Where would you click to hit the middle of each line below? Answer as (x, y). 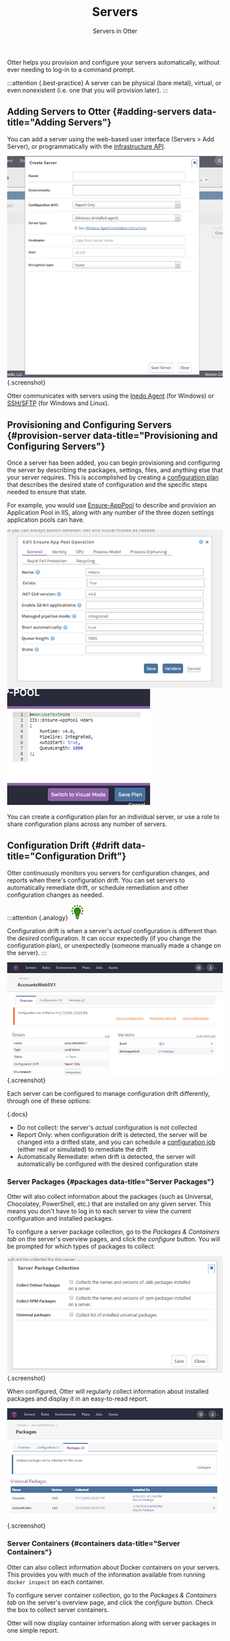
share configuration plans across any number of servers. (87, 824)
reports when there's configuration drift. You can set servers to (96, 880)
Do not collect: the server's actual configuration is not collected (107, 1127)
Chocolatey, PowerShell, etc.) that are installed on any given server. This (109, 1204)
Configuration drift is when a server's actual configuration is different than (112, 930)
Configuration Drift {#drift (63, 846)
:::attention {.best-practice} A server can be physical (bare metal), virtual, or (114, 82)
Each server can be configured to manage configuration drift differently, (108, 1094)
